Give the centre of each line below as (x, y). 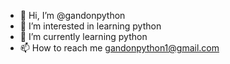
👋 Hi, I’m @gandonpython (72, 15)
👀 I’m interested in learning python (90, 26)
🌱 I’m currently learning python (83, 36)
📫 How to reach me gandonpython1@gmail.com (119, 48)
